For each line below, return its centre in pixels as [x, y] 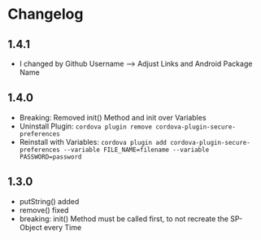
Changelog [46, 14]
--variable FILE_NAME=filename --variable [136, 150]
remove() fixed [44, 210]
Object [30, 227]
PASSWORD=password [50, 157]
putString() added [49, 201]
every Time [63, 227]
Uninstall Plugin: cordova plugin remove [85, 126]
